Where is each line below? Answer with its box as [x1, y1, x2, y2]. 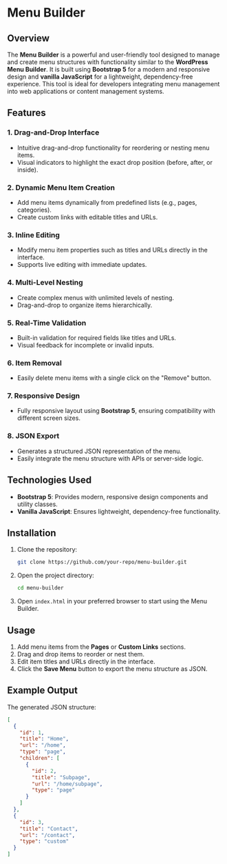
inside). [17, 165, 39, 174]
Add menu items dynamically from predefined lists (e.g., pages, [17, 198, 197, 206]
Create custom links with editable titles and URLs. [17, 212, 158, 221]
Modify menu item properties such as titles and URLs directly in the [17, 246, 208, 254]
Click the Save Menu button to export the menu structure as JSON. [17, 664, 208, 673]
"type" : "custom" [19, 838, 69, 845]
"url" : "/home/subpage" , [32, 781, 103, 787]
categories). [17, 205, 52, 214]
